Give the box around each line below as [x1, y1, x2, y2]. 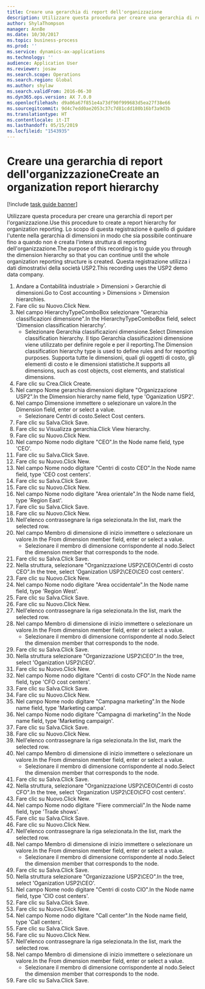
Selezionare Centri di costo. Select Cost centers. [24, 412, 145, 419]
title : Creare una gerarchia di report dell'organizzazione [7, 9, 163, 15]
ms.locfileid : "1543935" [7, 128, 70, 134]
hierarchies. [15, 295, 46, 303]
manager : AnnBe [7, 26, 46, 32]
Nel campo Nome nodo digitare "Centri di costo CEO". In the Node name [15, 464, 196, 471]
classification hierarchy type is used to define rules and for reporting [24, 347, 197, 355]
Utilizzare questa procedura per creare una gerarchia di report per [7, 212, 173, 220]
